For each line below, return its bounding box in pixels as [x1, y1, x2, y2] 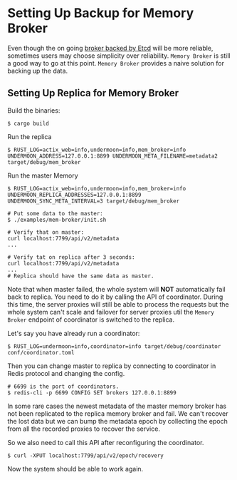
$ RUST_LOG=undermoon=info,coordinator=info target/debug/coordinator [7, 342, 221, 350]
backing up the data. [7, 66, 68, 75]
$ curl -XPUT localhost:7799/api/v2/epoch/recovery [7, 451, 164, 459]
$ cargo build [7, 120, 50, 127]
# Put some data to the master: [7, 210, 103, 217]
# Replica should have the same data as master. [7, 272, 154, 280]
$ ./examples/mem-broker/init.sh [7, 216, 107, 223]
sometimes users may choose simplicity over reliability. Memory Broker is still [7, 51, 231, 60]
